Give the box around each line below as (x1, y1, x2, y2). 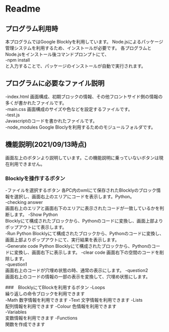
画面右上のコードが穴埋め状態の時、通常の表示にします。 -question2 (5, 267, 148, 273)
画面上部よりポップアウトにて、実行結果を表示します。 (5, 237, 120, 243)
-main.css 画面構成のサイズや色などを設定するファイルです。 (5, 106, 133, 112)
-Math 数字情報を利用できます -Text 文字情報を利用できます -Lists (5, 297, 143, 303)
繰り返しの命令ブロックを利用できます (5, 291, 85, 297)
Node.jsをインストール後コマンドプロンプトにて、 (5, 51, 109, 57)
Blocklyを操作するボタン (5, 175, 66, 182)
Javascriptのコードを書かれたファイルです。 (5, 118, 97, 124)
